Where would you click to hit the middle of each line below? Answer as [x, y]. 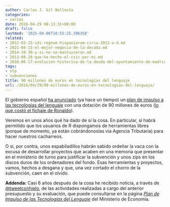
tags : [11, 66]
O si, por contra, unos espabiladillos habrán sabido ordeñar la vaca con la [82, 146]
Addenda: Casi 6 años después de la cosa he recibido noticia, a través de [82, 183]
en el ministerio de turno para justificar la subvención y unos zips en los [80, 157]
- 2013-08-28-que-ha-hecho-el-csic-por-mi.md [54, 57]
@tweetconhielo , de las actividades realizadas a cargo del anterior [75, 188]
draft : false [19, 29]
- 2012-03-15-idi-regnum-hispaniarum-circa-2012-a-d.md [65, 43]
